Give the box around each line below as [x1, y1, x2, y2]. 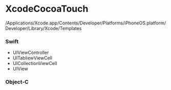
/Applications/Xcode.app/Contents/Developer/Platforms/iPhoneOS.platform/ [5, 20, 166, 26]
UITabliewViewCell [12, 55, 53, 61]
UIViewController [12, 49, 49, 56]
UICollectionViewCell [12, 61, 57, 67]
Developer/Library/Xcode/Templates [5, 25, 82, 31]
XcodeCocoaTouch [5, 3, 89, 15]
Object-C [5, 78, 29, 85]
